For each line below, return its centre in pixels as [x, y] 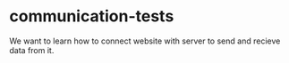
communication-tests [92, 16]
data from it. [32, 50]
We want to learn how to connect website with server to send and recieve [145, 41]
